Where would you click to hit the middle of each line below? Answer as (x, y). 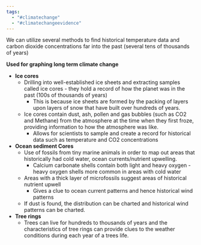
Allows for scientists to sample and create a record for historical (112, 133)
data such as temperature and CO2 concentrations (95, 140)
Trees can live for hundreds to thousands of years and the (96, 223)
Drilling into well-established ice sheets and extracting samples (102, 82)
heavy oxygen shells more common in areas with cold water (107, 172)
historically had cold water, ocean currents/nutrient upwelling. (100, 159)
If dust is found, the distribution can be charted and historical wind (106, 204)
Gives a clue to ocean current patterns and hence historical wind (113, 191)
